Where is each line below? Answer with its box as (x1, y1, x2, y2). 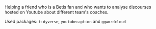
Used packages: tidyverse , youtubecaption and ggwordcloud (4, 19, 126, 24)
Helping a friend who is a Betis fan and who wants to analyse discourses (4, 4, 152, 10)
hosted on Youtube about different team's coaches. (4, 9, 109, 15)
